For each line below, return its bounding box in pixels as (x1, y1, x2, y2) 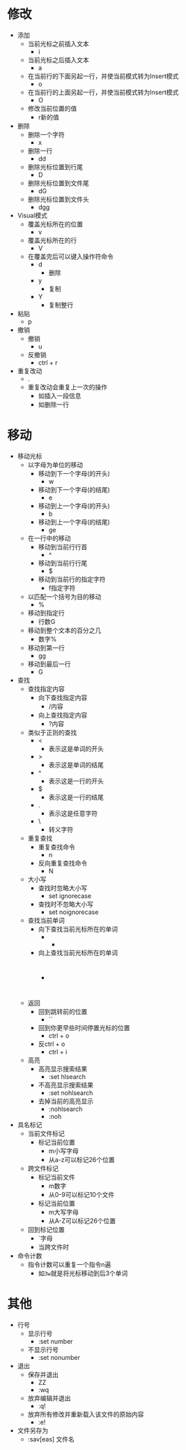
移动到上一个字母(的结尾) (38, 518, 110, 526)
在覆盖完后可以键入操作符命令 (27, 252, 114, 261)
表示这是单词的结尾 (48, 760, 104, 769)
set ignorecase (48, 892, 92, 900)
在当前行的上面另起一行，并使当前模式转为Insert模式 (27, 88, 179, 96)
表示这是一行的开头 (48, 776, 104, 785)
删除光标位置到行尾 (27, 162, 84, 171)
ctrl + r (38, 358, 58, 367)
